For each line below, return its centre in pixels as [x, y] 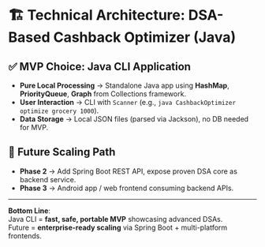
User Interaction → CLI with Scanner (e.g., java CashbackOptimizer [128, 102]
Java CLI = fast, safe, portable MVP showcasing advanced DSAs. [116, 219]
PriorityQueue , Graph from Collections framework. [103, 94]
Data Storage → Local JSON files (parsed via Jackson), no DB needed [134, 119]
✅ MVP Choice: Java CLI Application [100, 67]
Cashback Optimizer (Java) [145, 37]
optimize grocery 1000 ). [59, 110]
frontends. [25, 236]
